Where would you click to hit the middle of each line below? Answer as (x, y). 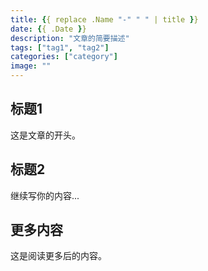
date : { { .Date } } (48, 29)
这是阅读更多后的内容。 (58, 256)
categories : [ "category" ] (64, 57)
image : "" (31, 66)
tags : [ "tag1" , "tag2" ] (60, 47)
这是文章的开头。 (45, 135)
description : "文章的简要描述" (70, 38)
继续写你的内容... (45, 195)
